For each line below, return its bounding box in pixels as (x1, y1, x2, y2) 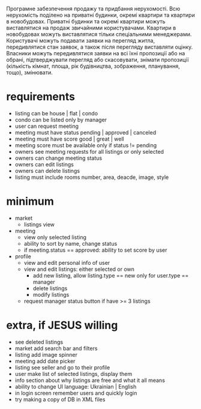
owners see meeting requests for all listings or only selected (14, 148, 164, 155)
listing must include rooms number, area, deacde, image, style (14, 174, 169, 181)
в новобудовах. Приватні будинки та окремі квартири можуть (6, 18, 166, 25)
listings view (23, 220, 55, 228)
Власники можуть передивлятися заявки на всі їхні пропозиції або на (6, 50, 185, 56)
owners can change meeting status (14, 154, 103, 162)
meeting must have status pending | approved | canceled (14, 129, 157, 136)
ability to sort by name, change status (23, 240, 118, 247)
